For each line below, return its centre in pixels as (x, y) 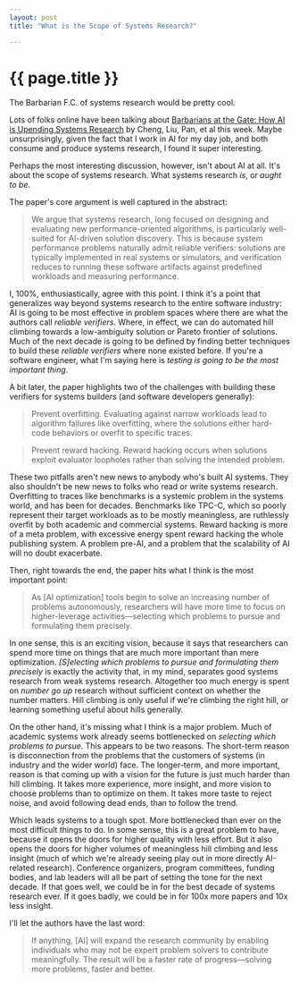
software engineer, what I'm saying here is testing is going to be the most (144, 360)
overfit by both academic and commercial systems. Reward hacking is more (149, 525)
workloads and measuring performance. (105, 276)
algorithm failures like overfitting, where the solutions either (141, 424)
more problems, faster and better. (93, 969)
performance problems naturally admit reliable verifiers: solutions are (158, 248)
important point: (39, 580)
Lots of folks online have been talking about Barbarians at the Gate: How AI (147, 120)
